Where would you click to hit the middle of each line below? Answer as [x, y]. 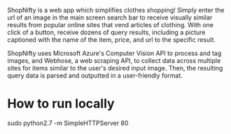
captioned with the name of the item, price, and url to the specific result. [111, 40]
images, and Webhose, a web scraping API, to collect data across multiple [114, 61]
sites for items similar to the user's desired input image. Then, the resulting [115, 68]
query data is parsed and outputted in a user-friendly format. [95, 75]
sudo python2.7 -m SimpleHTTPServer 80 [68, 123]
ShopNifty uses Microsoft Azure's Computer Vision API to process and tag [114, 53]
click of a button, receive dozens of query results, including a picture [106, 32]
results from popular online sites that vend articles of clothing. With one [111, 25]
